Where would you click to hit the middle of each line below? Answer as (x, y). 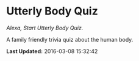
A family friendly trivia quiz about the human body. (70, 39)
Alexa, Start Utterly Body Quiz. (45, 28)
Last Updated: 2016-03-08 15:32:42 (52, 51)
